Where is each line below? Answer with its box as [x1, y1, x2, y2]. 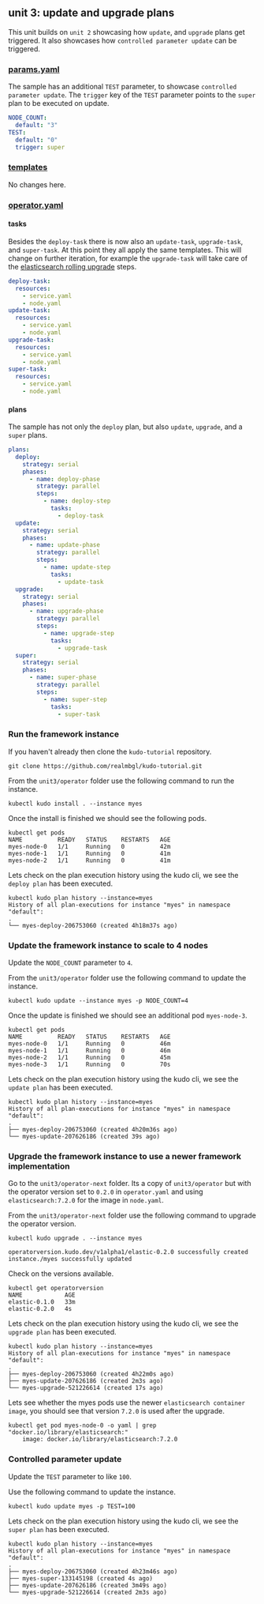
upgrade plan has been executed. [8, 1327, 117, 1337]
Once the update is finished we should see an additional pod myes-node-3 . [8, 1011, 247, 1020]
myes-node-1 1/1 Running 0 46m [8, 1047, 171, 1055]
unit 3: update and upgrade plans [8, 6, 175, 20]
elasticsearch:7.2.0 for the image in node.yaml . [8, 1195, 164, 1205]
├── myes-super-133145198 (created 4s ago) [8, 1574, 154, 1583]
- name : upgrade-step [43, 629, 114, 637]
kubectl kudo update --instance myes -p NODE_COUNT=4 [8, 997, 189, 1005]
